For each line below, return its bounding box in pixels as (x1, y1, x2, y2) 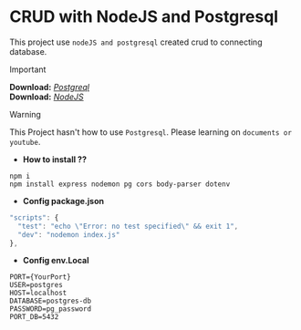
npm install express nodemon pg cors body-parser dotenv (9, 180, 231, 189)
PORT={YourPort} (9, 273, 71, 282)
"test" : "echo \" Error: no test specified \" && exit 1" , (17, 222, 239, 231)
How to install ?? (22, 153, 88, 165)
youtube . (9, 136, 41, 147)
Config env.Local (22, 255, 89, 266)
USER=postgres (9, 281, 64, 290)
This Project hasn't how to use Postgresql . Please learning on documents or (9, 126, 292, 138)
